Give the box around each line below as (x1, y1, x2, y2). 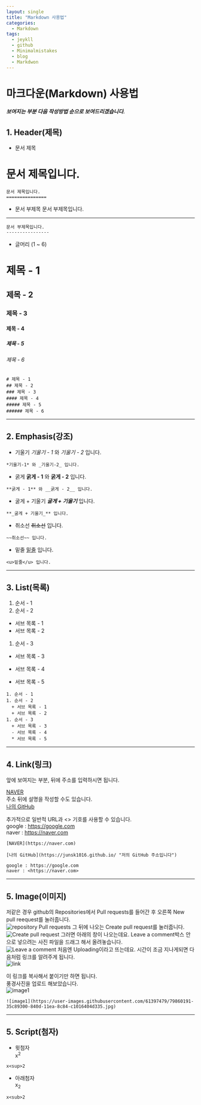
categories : (6, 20, 36, 26)
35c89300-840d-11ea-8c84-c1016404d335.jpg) (6, 1003, 117, 1010)
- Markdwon (11, 59, 39, 65)
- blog (11, 53, 28, 59)
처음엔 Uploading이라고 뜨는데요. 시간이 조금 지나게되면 (57, 945, 188, 953)
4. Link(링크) (6, 759, 53, 770)
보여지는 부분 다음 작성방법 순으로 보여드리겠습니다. (6, 108, 126, 115)
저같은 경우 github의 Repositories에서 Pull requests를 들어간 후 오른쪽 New (6, 908, 185, 915)
